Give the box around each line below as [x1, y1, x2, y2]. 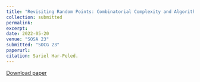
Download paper [6, 69, 47, 76]
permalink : [6, 20, 33, 26]
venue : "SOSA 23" [6, 36, 49, 42]
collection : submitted [6, 14, 62, 20]
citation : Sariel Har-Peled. [6, 53, 79, 59]
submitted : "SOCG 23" [6, 42, 60, 48]
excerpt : [6, 25, 28, 31]
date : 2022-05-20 [6, 31, 49, 37]
